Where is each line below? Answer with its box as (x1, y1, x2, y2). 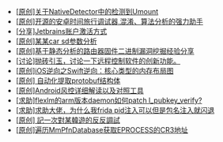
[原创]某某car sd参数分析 (15, 36, 97, 46)
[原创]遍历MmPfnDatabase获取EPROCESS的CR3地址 (15, 125, 188, 134)
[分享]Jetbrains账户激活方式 (15, 27, 108, 35)
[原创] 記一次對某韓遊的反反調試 (15, 115, 120, 125)
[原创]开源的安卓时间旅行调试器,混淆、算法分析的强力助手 (15, 17, 204, 26)
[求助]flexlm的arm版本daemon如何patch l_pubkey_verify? (15, 95, 202, 105)
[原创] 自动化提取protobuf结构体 (15, 76, 121, 85)
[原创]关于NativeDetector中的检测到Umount (15, 7, 159, 16)
